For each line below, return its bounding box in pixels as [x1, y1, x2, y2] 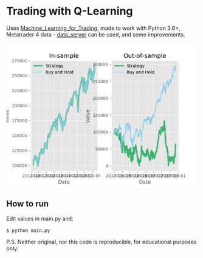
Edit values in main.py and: [6, 215, 74, 222]
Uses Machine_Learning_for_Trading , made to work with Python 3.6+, [6, 24, 181, 32]
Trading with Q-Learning [6, 4, 133, 18]
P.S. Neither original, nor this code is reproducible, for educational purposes [6, 238, 197, 245]
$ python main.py [6, 227, 50, 234]
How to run [6, 199, 49, 209]
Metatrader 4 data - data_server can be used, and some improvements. [6, 30, 185, 38]
